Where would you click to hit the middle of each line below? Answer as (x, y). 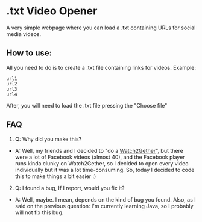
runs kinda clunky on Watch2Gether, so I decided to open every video (102, 163)
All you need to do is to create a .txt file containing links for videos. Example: (101, 67)
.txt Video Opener (52, 11)
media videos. (24, 34)
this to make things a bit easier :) (55, 176)
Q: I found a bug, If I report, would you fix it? (70, 188)
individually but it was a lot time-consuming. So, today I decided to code (105, 170)
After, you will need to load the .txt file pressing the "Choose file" (87, 105)
